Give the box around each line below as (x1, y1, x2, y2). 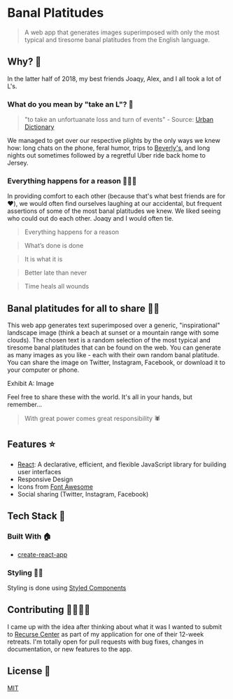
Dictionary (24, 123, 55, 131)
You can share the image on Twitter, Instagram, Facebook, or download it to (7, 359, 226, 367)
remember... (7, 401, 43, 409)
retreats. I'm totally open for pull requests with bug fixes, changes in (7, 637, 204, 646)
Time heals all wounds (24, 282, 90, 291)
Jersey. (7, 159, 29, 167)
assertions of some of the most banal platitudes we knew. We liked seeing (7, 207, 221, 215)
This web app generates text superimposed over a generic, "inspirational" (7, 321, 220, 330)
